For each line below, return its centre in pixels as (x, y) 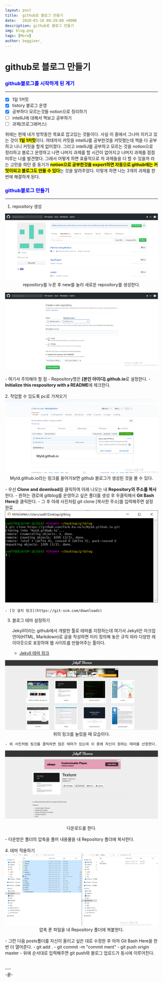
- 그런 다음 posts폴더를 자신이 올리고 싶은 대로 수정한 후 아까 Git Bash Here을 (79, 941)
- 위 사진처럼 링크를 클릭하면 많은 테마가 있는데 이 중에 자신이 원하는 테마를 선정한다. (81, 744)
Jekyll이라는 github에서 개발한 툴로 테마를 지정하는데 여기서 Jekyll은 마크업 (84, 630)
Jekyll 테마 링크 (34, 653)
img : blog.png (19, 31)
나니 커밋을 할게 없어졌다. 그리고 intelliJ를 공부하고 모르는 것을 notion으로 (83, 146)
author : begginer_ (24, 41)
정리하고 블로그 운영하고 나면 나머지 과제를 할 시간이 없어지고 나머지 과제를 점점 (80, 152)
